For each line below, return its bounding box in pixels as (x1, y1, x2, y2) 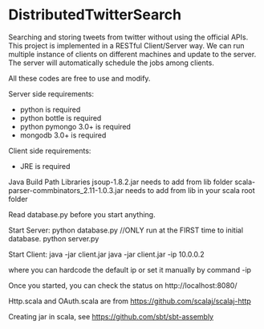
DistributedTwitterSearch (8, 6, 182, 24)
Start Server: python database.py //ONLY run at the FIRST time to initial (8, 225, 243, 235)
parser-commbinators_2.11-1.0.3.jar (8, 185, 124, 195)
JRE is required (19, 161, 71, 171)
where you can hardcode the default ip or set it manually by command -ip (8, 265, 251, 274)
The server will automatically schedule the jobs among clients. (8, 58, 214, 68)
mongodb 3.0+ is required (19, 130, 107, 140)
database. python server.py (8, 233, 100, 243)
